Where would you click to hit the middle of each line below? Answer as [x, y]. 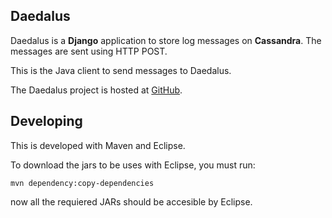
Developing [46, 121]
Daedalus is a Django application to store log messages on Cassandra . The [166, 40]
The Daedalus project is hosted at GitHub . [96, 90]
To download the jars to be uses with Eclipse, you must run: [133, 165]
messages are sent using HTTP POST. [89, 51]
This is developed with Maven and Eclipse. [98, 145]
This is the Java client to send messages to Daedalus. [121, 70]
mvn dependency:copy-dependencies [82, 183]
